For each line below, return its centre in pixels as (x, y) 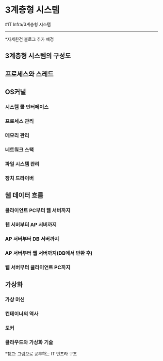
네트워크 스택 (19, 149)
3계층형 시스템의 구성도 (38, 56)
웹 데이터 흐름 (24, 195)
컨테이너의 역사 (22, 313)
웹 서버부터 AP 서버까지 (31, 225)
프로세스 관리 (19, 121)
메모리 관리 (17, 135)
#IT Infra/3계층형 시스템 (28, 24)
